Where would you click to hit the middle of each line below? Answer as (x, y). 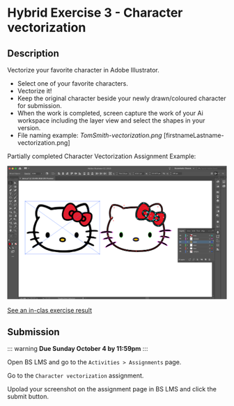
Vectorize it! (34, 91)
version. (29, 128)
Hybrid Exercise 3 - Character (95, 13)
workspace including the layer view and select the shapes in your (111, 120)
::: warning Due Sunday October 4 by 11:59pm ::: (78, 349)
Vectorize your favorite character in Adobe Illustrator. (83, 70)
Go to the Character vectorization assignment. (76, 376)
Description (33, 53)
